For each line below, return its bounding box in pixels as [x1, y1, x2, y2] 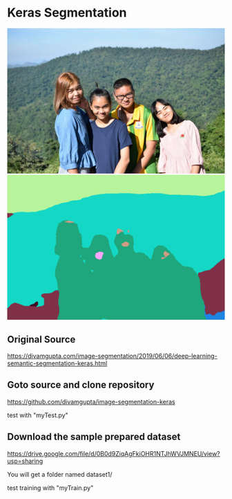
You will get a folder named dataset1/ [7, 470, 113, 478]
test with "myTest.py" [7, 410, 68, 419]
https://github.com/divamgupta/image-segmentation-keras [7, 397, 175, 406]
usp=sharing [7, 457, 43, 465]
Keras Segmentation [7, 5, 127, 21]
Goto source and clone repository [7, 379, 155, 391]
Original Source [7, 334, 76, 345]
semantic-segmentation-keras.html [7, 359, 108, 368]
